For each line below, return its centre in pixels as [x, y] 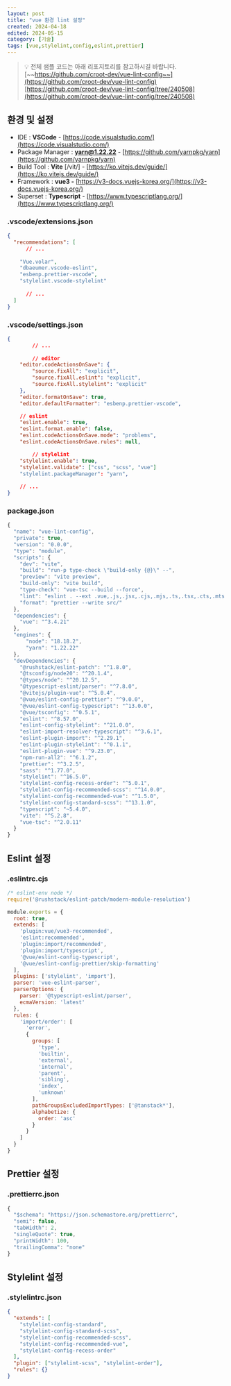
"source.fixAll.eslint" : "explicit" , [86, 378]
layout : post [26, 14]
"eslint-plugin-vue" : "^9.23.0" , [68, 751]
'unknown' [52, 1093]
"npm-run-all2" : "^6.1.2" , [59, 757]
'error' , [38, 1028]
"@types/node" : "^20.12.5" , [60, 680]
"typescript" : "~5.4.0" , [55, 809]
